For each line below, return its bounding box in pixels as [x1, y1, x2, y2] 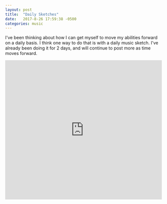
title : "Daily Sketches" [5, 12, 59, 17]
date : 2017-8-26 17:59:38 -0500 [5, 16, 77, 21]
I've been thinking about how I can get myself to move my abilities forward [5, 35, 158, 41]
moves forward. [5, 51, 37, 56]
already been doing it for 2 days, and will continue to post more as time [5, 45, 151, 51]
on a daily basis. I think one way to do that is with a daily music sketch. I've [5, 40, 159, 46]
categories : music [5, 21, 43, 26]
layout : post [5, 7, 32, 12]
